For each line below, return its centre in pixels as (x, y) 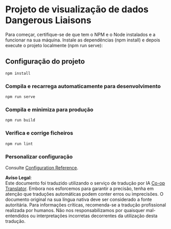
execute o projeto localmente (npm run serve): (54, 45)
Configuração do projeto (45, 62)
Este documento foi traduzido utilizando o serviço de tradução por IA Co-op (85, 183)
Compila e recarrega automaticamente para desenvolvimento (83, 86)
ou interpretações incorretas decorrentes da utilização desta (94, 216)
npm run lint (19, 144)
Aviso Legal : (19, 177)
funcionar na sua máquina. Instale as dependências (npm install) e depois (83, 40)
